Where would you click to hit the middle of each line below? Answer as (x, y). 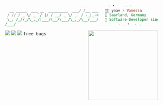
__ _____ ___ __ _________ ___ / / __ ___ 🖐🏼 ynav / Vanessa (76, 10)
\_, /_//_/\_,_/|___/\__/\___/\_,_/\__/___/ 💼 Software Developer (78, 19)
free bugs (35, 34)
